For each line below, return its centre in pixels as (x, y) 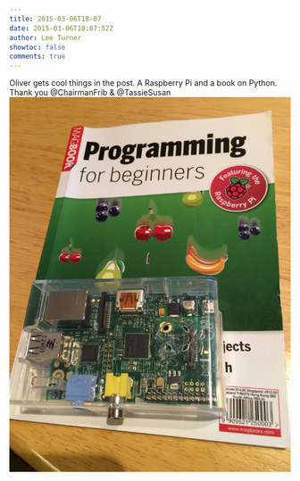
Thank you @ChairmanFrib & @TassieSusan (90, 93)
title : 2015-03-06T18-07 (55, 19)
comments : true (37, 57)
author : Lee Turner (46, 37)
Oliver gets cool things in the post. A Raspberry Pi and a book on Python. (143, 83)
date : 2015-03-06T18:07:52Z (62, 28)
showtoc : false (37, 47)
